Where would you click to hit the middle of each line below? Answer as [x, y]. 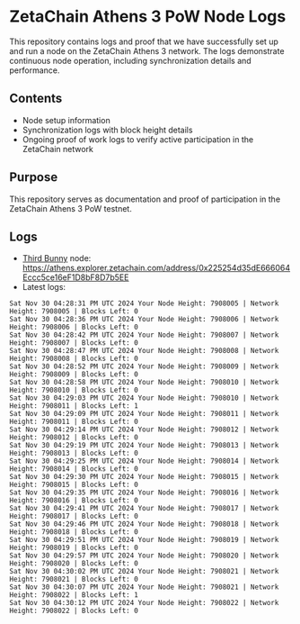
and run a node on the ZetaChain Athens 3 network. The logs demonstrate [147, 50]
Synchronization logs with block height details [107, 130]
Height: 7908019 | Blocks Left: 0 [74, 548]
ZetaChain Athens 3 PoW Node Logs [148, 17]
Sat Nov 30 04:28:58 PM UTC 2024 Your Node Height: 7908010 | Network [144, 383]
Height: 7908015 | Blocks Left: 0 [74, 485]
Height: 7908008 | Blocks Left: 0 [74, 359]
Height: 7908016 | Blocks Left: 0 [74, 501]
